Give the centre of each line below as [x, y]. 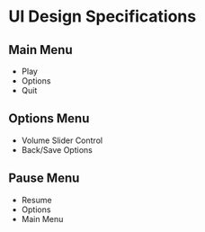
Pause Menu [44, 178]
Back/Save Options [57, 149]
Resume [36, 200]
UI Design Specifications [102, 17]
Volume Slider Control [62, 140]
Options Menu [49, 119]
